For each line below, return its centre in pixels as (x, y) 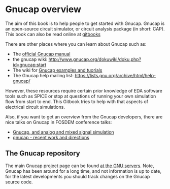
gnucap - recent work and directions (51, 137)
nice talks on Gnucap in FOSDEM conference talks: (59, 122)
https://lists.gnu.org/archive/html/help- (115, 75)
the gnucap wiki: (30, 59)
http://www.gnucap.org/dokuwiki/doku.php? (95, 59)
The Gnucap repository (43, 153)
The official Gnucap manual (41, 54)
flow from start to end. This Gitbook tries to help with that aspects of (77, 101)
